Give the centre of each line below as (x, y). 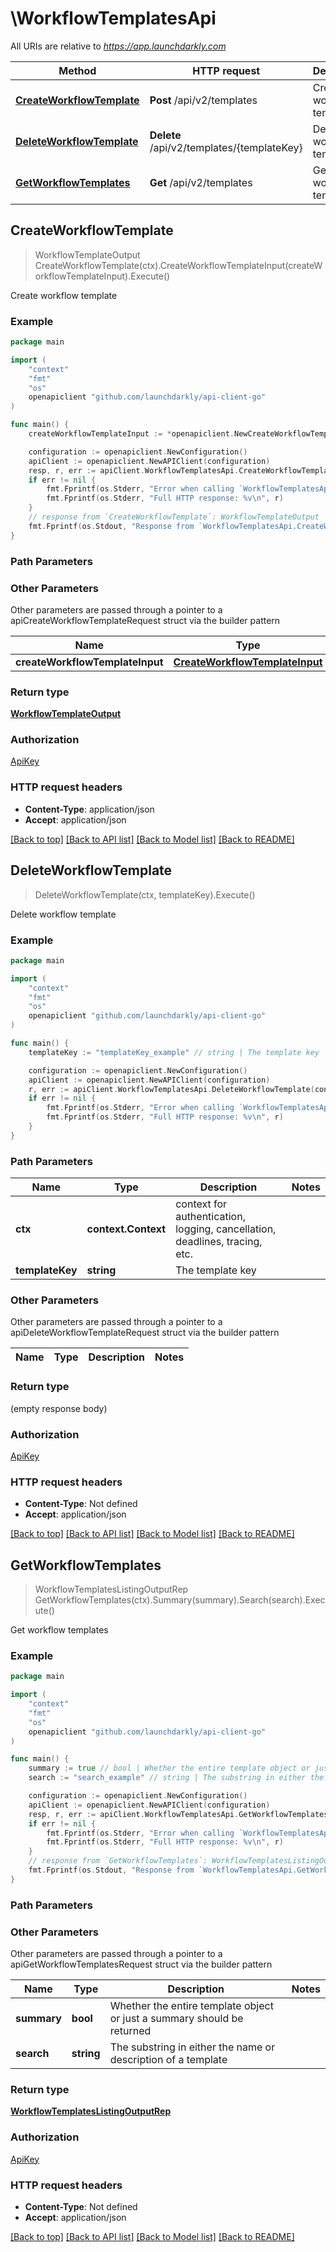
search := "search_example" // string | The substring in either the (176, 1778)
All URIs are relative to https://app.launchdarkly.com (118, 46)
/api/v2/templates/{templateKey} (226, 147)
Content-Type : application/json (89, 809)
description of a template (168, 2060)
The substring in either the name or (192, 2047)
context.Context (126, 1229)
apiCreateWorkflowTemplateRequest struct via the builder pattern (145, 620)
